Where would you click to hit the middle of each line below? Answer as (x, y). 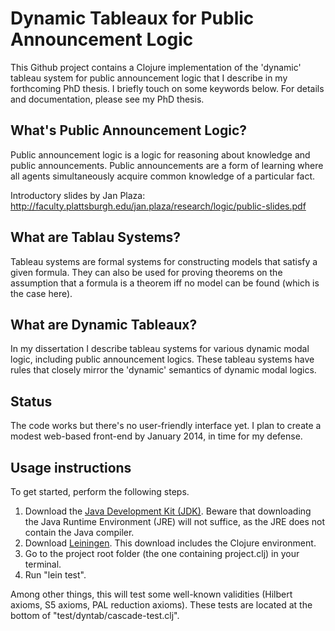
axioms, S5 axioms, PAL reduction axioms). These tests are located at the (161, 605)
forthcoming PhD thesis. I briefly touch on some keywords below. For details (167, 88)
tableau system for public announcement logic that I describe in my (149, 78)
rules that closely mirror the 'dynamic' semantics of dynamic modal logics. (163, 370)
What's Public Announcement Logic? (129, 130)
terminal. (43, 564)
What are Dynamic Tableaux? (104, 324)
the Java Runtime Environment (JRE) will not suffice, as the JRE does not (175, 521)
